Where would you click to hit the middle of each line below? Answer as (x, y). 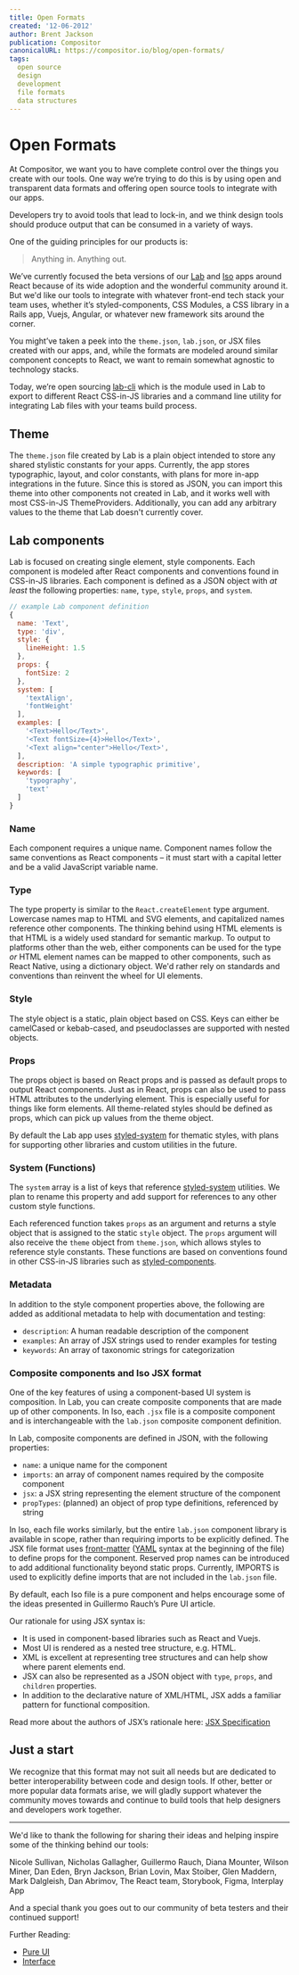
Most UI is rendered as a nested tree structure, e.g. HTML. (129, 1647)
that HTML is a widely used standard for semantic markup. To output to (140, 938)
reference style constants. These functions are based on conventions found (148, 1252)
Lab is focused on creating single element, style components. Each (132, 561)
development (40, 84)
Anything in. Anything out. (79, 259)
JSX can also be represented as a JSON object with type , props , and (147, 1676)
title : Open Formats (48, 17)
